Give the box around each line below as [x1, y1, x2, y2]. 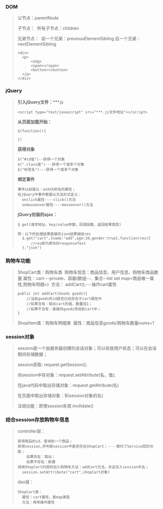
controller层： [17, 428, 46, 434]
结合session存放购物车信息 [5, 417, 70, 423]
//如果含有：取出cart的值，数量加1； [26, 301, 93, 306]
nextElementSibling [17, 41, 56, 47]
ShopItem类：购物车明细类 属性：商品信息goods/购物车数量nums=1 [17, 320, 155, 326]
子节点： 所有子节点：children [17, 25, 79, 31]
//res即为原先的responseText [30, 241, 86, 246]
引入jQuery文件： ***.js [17, 99, 64, 105]
